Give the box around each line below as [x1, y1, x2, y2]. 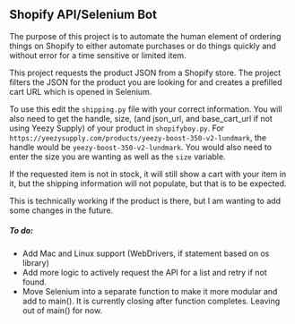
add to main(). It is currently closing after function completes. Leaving [22, 295, 281, 306]
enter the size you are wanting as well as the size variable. [9, 151, 226, 162]
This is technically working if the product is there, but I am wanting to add [9, 195, 281, 206]
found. [22, 277, 48, 287]
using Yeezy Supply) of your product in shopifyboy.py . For [9, 123, 225, 133]
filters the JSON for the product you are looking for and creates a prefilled [9, 76, 282, 88]
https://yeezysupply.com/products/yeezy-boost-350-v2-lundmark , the [9, 132, 267, 142]
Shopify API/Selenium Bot [9, 7, 157, 22]
